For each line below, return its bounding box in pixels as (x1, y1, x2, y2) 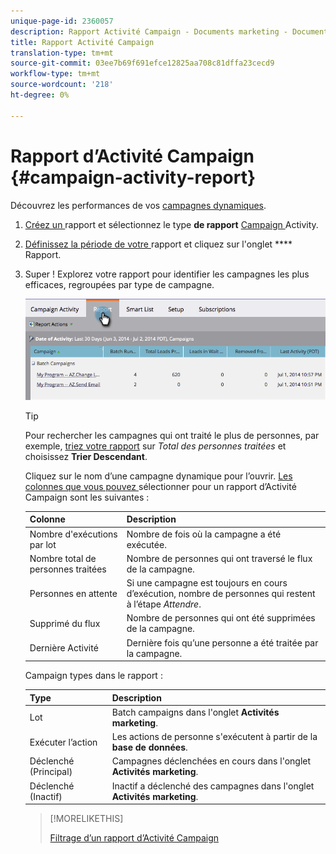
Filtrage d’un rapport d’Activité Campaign (49, 832, 219, 844)
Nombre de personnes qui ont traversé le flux (126, 552, 313, 564)
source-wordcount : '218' (10, 80, 114, 90)
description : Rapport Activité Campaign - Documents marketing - (10, 26, 288, 37)
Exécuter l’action (29, 736, 98, 748)
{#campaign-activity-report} (10, 166, 257, 189)
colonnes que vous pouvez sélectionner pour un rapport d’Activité (24, 480, 297, 492)
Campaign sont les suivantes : (24, 491, 150, 503)
